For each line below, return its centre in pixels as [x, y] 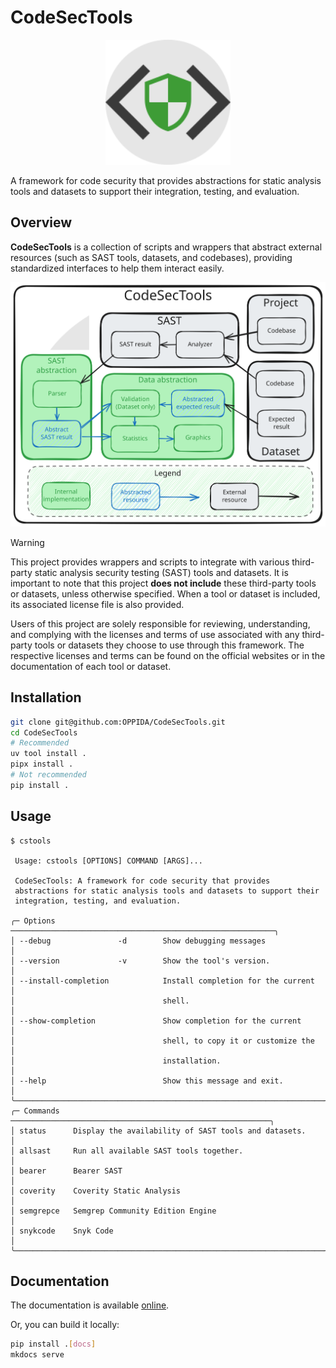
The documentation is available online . [90, 1305]
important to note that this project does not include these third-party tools [163, 583]
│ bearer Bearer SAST [66, 1171]
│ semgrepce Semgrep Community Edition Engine [113, 1211]
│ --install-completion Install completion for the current [162, 981]
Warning [27, 542]
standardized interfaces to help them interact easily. [117, 268]
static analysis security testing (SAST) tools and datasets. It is [161, 572]
